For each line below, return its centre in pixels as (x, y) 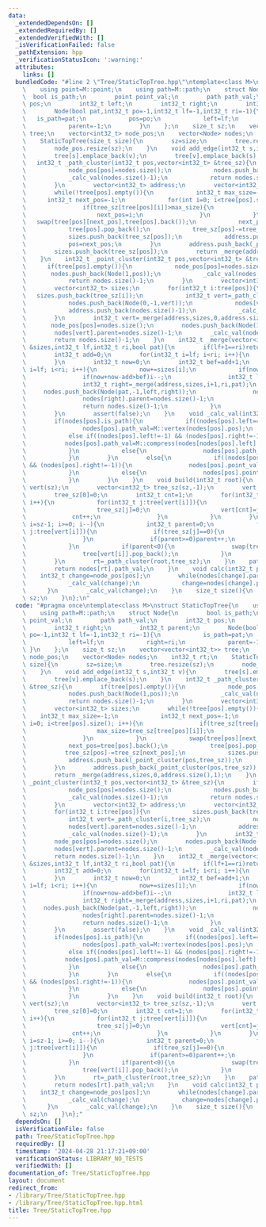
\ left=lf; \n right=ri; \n (104, 642)
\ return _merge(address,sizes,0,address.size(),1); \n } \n (140, 775)
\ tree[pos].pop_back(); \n (86, 230)
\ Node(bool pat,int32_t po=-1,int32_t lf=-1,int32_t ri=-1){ (140, 112)
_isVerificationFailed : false (65, 45)
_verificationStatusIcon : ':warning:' (80, 60)
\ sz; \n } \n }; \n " (56, 598)
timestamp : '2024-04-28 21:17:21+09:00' (83, 1151)
